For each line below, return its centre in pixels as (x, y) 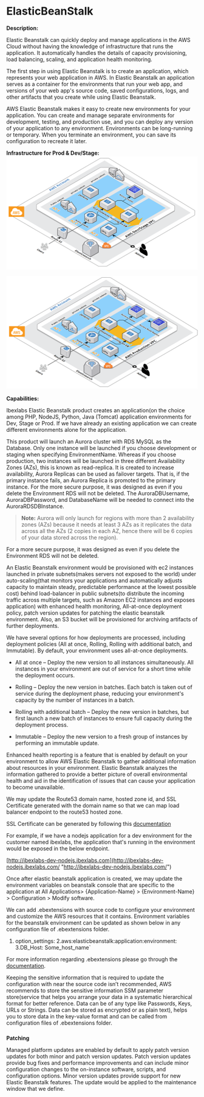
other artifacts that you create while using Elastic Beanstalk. (81, 97)
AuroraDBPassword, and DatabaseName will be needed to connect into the (100, 500)
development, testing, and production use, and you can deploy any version (100, 122)
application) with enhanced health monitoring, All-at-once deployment (94, 606)
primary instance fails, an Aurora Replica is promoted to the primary (91, 480)
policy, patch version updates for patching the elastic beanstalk (86, 613)
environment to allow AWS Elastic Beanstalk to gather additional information (101, 761)
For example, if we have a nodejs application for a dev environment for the (99, 835)
